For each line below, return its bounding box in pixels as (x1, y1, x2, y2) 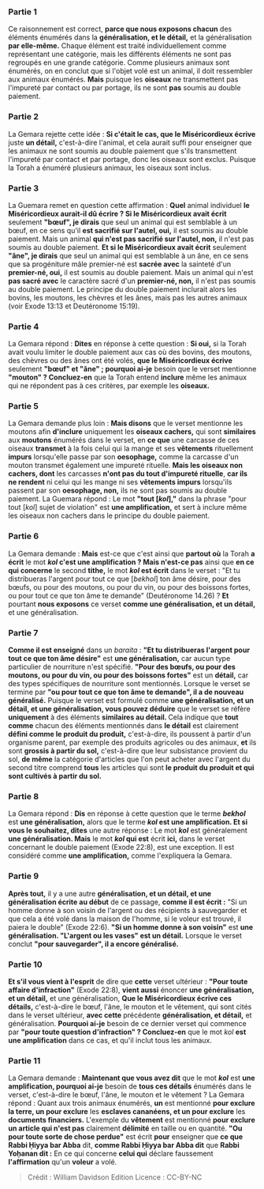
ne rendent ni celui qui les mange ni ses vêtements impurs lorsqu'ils (8, 477, 232, 487)
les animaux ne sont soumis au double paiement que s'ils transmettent (8, 145, 237, 156)
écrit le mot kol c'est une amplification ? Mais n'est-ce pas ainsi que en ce (8, 557, 255, 567)
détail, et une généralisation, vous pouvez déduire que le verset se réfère (8, 704, 251, 714)
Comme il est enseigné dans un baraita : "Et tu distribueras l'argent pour (8, 645, 251, 655)
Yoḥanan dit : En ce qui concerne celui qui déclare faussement (8, 1149, 214, 1158)
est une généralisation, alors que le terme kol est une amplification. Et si (8, 817, 248, 827)
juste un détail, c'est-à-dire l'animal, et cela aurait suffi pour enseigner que (8, 138, 252, 147)
